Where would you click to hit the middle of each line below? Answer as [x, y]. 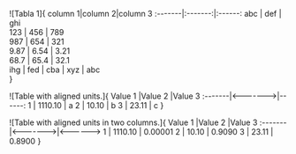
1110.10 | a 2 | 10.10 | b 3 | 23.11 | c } [101, 105]
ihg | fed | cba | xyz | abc [55, 70]
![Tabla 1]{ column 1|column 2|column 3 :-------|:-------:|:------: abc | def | [145, 14]
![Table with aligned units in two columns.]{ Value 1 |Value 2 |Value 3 [133, 122]
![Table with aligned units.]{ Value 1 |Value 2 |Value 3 [105, 96]
